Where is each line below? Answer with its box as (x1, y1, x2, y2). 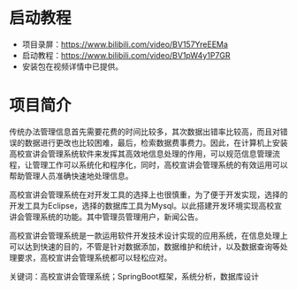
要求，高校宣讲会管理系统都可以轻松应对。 (16, 252, 172, 263)
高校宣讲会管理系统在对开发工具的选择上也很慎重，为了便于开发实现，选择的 (9, 189, 288, 200)
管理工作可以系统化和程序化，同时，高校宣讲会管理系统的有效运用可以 (32, 159, 288, 170)
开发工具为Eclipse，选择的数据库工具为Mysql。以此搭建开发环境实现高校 (9, 200, 275, 210)
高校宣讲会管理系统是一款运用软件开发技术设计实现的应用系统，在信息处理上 (9, 230, 288, 240)
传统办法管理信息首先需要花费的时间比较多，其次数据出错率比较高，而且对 (9, 126, 280, 137)
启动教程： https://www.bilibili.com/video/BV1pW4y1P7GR (21, 50, 231, 60)
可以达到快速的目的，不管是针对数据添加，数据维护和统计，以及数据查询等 (9, 240, 280, 252)
